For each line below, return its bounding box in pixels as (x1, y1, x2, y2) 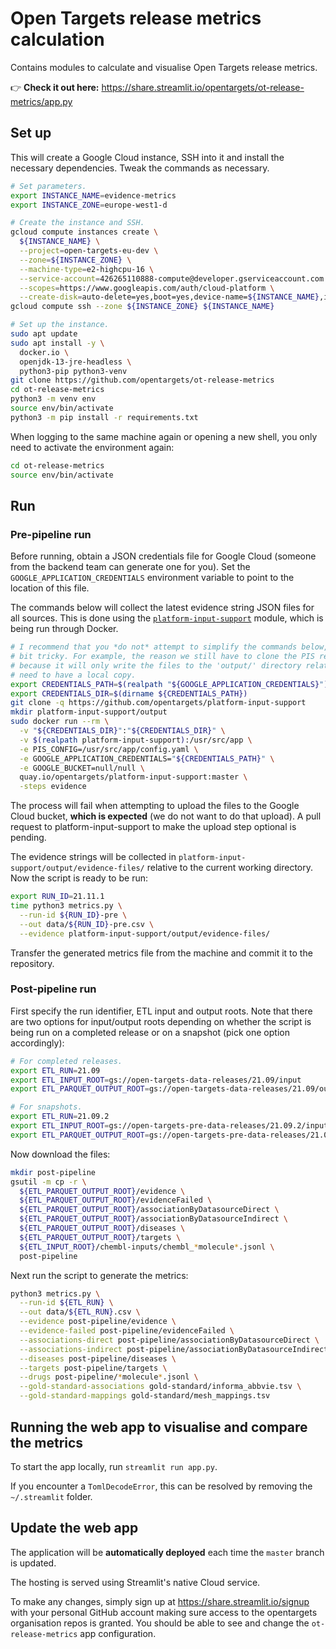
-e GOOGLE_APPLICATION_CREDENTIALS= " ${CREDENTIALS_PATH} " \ (19, 753, 275, 764)
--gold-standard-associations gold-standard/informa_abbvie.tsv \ (19, 1382, 302, 1392)
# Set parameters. (10, 181, 87, 191)
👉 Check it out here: (10, 81, 100, 93)
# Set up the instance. (10, 320, 110, 330)
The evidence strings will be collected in (10, 851, 177, 863)
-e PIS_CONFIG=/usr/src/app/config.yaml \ (19, 744, 199, 754)
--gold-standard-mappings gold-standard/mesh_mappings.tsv (19, 1391, 271, 1401)
